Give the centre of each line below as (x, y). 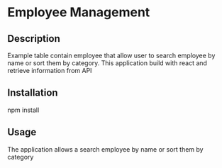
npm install (23, 110)
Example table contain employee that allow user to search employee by (111, 55)
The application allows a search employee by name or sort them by (105, 149)
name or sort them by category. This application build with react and (107, 63)
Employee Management (79, 12)
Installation (33, 93)
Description (34, 39)
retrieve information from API (50, 71)
